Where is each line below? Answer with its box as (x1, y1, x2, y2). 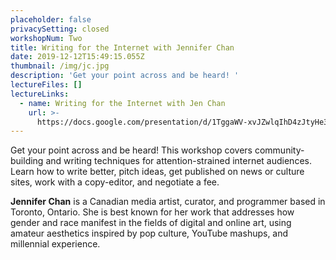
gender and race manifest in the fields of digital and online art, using (10, 217, 292, 229)
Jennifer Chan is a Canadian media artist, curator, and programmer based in (10, 196, 326, 208)
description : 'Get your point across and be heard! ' (10, 71, 240, 81)
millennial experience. (10, 238, 101, 250)
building (10, 155, 44, 167)
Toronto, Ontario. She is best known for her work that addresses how (10, 206, 295, 218)
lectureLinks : (10, 89, 70, 99)
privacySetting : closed (10, 24, 110, 34)
